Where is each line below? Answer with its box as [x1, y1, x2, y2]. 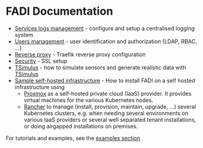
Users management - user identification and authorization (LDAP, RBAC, [14, 37, 197, 45]
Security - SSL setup [14, 57, 67, 64]
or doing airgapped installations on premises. [23, 122, 139, 130]
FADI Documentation [6, 4, 113, 18]
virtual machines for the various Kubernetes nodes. [23, 96, 154, 104]
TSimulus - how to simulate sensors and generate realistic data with [14, 63, 186, 71]
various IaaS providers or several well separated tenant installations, [23, 115, 197, 123]
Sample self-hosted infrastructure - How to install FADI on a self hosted [14, 77, 196, 84]
